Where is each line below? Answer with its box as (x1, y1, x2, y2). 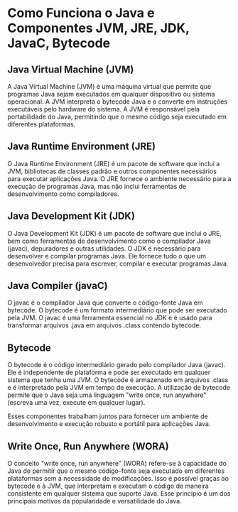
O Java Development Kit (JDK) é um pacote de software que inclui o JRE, (7, 229, 222, 237)
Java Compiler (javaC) (7, 280, 108, 292)
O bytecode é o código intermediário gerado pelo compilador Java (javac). (7, 361, 226, 369)
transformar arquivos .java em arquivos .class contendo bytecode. (7, 321, 201, 329)
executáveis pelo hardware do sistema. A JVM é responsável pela (7, 105, 200, 113)
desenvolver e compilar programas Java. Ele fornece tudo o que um (7, 251, 207, 260)
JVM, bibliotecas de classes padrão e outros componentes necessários (7, 167, 217, 175)
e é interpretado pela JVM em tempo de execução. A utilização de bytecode (7, 383, 231, 392)
